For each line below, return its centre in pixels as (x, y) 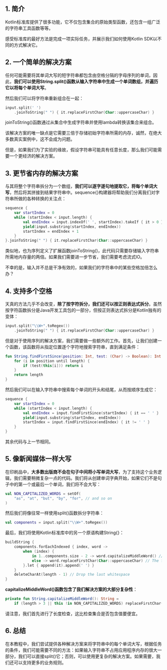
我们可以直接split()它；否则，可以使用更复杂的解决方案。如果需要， (87, 656)
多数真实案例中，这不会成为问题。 (40, 139)
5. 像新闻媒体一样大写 (38, 459)
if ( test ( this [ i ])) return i (53, 365)
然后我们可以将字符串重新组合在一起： (44, 98)
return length (29, 375)
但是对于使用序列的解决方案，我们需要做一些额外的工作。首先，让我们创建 (81, 340)
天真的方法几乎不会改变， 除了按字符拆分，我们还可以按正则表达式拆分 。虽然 (83, 304)
